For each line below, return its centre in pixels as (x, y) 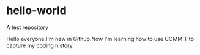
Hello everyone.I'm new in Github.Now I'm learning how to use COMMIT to (100, 39)
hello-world (37, 11)
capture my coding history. (40, 45)
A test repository (28, 27)
